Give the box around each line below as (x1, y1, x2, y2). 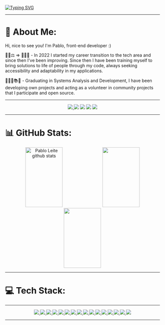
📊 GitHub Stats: (5, 128, 72, 138)
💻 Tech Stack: (5, 285, 66, 297)
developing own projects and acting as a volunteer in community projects (5, 84, 154, 90)
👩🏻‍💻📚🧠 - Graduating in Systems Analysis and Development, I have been (5, 78, 152, 83)
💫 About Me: (5, 27, 57, 38)
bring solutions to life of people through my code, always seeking (5, 62, 137, 68)
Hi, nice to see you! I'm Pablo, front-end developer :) (5, 42, 111, 49)
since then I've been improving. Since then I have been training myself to (5, 57, 153, 63)
